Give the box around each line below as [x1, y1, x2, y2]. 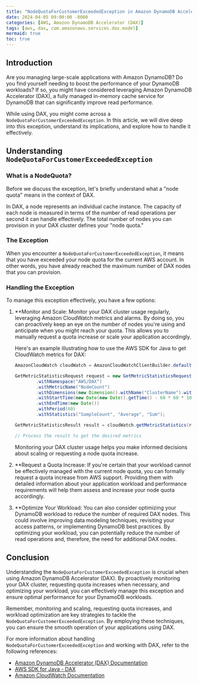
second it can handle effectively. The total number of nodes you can [6, 215, 172, 222]
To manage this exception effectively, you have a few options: [6, 297, 156, 304]
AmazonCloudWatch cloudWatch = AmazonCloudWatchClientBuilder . [14, 363, 174, 369]
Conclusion [6, 553, 49, 563]
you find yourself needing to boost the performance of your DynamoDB [6, 80, 180, 87]
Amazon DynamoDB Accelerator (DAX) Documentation [14, 659, 148, 666]
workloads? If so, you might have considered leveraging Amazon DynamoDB [6, 86, 192, 93]
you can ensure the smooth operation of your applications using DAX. [6, 624, 176, 631]
